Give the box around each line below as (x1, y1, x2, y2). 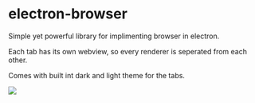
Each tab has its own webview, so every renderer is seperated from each (8, 46, 247, 56)
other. (8, 55, 28, 65)
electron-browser (8, 5, 127, 23)
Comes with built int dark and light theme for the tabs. (8, 70, 186, 80)
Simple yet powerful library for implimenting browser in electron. (8, 31, 220, 41)
